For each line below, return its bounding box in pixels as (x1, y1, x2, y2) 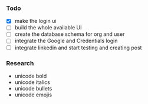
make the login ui (14, 18, 57, 25)
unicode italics (14, 78, 50, 86)
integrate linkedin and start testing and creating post (14, 44, 142, 51)
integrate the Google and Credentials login (14, 37, 118, 45)
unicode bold (14, 72, 47, 79)
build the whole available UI (14, 24, 82, 31)
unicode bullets (14, 85, 52, 92)
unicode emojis (14, 91, 52, 98)
